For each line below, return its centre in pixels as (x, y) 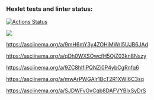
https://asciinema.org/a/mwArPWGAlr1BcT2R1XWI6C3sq (75, 79)
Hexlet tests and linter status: (49, 9)
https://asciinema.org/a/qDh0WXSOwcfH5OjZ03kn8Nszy (76, 56)
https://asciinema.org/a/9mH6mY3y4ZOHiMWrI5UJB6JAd (77, 45)
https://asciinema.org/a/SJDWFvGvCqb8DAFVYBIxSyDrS (76, 90)
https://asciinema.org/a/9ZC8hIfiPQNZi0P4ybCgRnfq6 (73, 68)
